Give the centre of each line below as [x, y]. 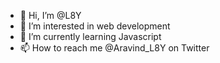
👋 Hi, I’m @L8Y [50, 15]
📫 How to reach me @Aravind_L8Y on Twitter [114, 48]
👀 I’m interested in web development [95, 26]
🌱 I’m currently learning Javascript [90, 36]
